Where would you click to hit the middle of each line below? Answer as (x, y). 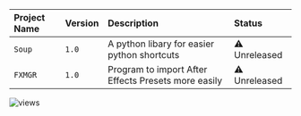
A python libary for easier (161, 44)
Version (82, 23)
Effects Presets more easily (164, 81)
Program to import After (157, 69)
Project (30, 17)
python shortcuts (143, 55)
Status (248, 23)
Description (133, 23)
